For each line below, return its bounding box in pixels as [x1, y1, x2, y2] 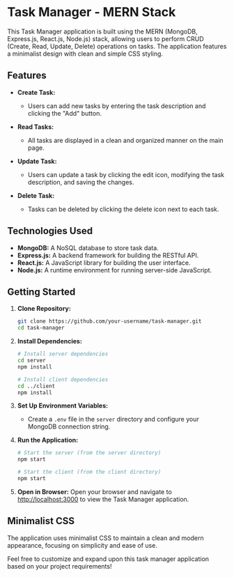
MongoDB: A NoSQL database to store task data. [17, 243, 159, 252]
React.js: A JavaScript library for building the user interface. [17, 259, 191, 267]
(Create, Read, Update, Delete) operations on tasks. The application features [7, 42, 227, 50]
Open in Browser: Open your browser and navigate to [17, 487, 172, 495]
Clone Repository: [17, 305, 71, 313]
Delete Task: [17, 191, 55, 199]
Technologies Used [7, 225, 93, 237]
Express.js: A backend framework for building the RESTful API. [17, 251, 199, 259]
